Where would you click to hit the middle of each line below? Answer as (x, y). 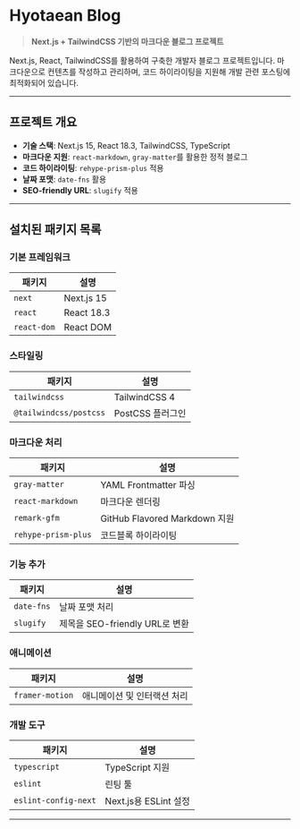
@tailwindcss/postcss (59, 412)
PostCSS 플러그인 (150, 413)
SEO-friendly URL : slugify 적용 (80, 190)
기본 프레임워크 (40, 258)
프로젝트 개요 (43, 122)
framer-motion (44, 695)
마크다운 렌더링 (130, 502)
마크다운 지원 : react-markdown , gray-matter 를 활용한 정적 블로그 (135, 157)
